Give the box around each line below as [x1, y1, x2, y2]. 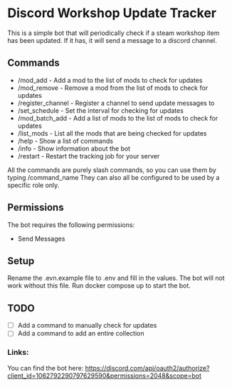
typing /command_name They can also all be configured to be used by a [7, 173, 220, 181]
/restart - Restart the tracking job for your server [17, 151, 160, 160]
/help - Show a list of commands [17, 136, 114, 145]
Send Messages [17, 234, 65, 243]
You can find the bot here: [7, 363, 84, 372]
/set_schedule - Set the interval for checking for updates [17, 106, 184, 115]
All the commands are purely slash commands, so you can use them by [7, 166, 217, 174]
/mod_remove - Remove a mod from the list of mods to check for [17, 84, 209, 92]
